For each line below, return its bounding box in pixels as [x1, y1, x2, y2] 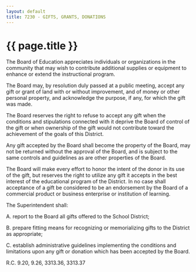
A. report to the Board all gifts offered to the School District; [6, 213, 150, 220]
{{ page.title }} [6, 39, 78, 53]
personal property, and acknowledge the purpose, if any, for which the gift [6, 95, 185, 102]
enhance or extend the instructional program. [6, 71, 115, 78]
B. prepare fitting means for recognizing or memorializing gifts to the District [6, 224, 190, 231]
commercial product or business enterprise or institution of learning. [6, 190, 171, 197]
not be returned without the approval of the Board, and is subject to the [6, 148, 178, 155]
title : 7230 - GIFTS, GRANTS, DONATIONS [6, 14, 106, 20]
